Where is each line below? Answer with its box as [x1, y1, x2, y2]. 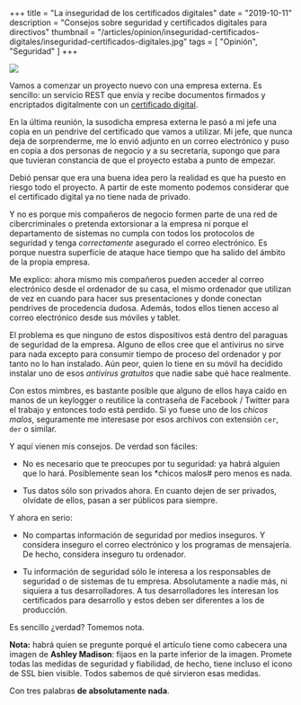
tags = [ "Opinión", [189, 36, 258, 47]
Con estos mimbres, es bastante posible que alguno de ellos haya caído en [9, 386, 288, 396]
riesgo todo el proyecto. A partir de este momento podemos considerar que [9, 182, 289, 192]
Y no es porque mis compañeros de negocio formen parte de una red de [9, 209, 279, 219]
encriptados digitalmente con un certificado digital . [9, 99, 199, 110]
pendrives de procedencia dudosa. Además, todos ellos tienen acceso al [9, 303, 279, 313]
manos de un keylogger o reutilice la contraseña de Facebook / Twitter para [9, 395, 290, 406]
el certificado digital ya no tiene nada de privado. [9, 192, 191, 201]
